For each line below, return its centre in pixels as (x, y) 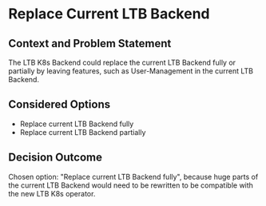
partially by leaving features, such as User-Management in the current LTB (131, 71)
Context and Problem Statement (90, 44)
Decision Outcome (55, 158)
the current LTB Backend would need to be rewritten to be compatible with (131, 185)
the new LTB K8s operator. (52, 193)
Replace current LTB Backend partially (83, 132)
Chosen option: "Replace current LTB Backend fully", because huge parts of (133, 176)
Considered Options (59, 105)
